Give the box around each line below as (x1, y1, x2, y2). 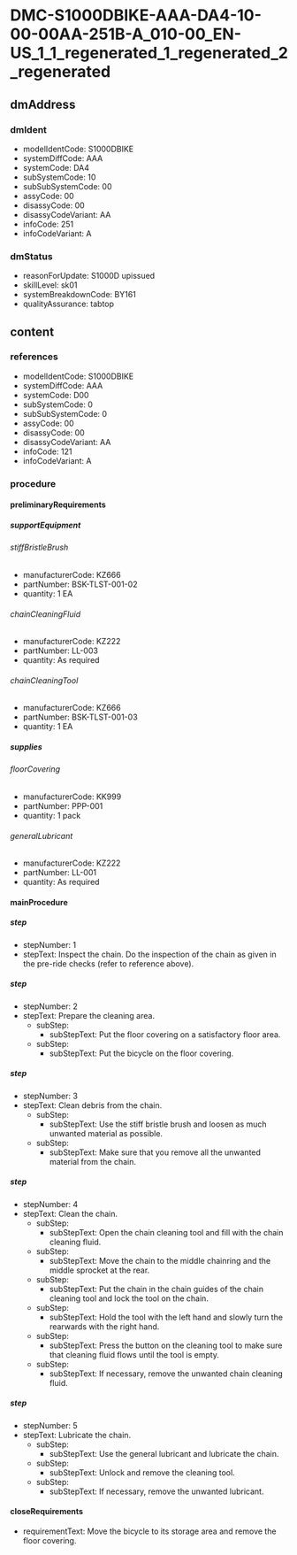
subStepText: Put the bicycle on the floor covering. (49, 1048, 234, 1058)
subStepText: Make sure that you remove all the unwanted (49, 1147, 262, 1158)
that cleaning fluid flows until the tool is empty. (49, 1349, 220, 1359)
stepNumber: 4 (22, 1198, 79, 1209)
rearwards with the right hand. (49, 1320, 160, 1332)
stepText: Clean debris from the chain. (22, 1099, 163, 1111)
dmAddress (10, 96, 76, 112)
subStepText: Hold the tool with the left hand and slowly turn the (49, 1312, 284, 1322)
